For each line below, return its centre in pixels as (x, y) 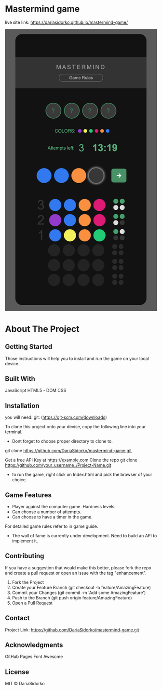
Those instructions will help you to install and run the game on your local (77, 358)
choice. (20, 480)
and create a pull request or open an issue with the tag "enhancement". (76, 573)
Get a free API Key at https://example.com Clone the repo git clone (71, 460)
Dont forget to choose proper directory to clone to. (62, 441)
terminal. (14, 432)
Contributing (25, 556)
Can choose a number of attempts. (47, 512)
